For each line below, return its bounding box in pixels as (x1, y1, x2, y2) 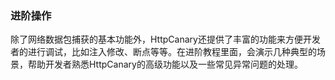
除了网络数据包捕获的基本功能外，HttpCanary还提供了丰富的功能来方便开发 (10, 33, 321, 46)
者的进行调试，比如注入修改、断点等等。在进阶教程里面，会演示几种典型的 (10, 46, 317, 58)
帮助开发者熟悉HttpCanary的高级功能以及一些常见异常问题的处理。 (27, 58, 303, 71)
